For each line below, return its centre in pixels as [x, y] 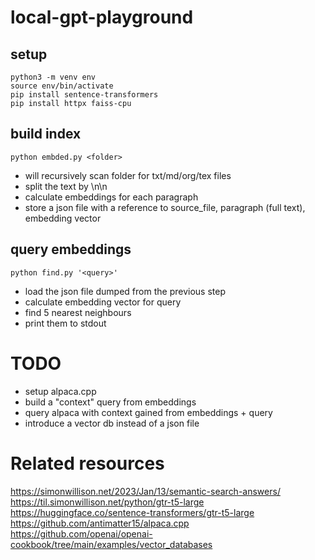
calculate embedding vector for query [103, 302]
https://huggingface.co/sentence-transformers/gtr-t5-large [132, 512]
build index [46, 134]
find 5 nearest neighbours [78, 312]
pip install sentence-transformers [84, 95]
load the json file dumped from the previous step [125, 291]
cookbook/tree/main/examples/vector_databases [111, 544]
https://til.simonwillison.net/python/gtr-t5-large [107, 502]
